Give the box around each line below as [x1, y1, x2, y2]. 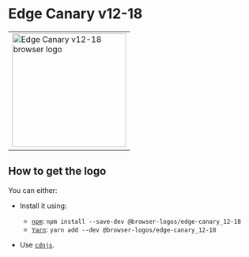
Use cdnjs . [19, 240, 55, 249]
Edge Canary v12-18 [8, 5, 143, 23]
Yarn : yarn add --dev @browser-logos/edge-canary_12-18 [31, 225, 217, 234]
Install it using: [19, 201, 67, 210]
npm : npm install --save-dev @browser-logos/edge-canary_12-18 [31, 216, 241, 225]
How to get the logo [8, 164, 107, 178]
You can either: [8, 185, 58, 195]
